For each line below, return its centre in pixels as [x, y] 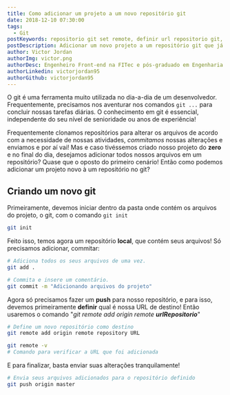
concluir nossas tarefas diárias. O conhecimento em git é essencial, [103, 112]
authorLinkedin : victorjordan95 [53, 71]
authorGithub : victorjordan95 [51, 78]
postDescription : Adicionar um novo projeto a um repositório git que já [115, 46]
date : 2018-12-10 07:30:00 [46, 20]
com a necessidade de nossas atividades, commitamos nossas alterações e [115, 140]
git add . [21, 267]
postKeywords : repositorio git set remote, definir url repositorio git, [115, 39]
